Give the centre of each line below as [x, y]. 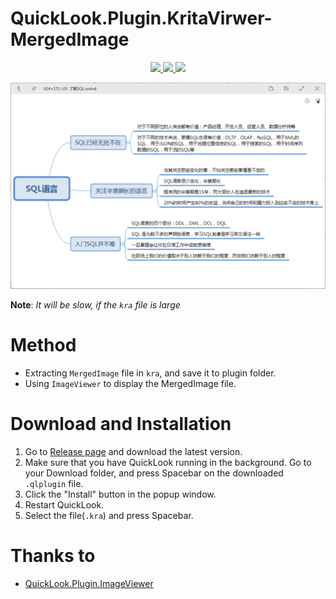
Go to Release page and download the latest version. [133, 451]
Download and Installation [121, 423]
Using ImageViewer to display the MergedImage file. [130, 383]
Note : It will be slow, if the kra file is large [95, 304]
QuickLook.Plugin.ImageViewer [89, 583]
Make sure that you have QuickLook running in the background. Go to [168, 462]
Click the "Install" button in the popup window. [120, 494]
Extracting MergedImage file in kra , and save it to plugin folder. [150, 373]
